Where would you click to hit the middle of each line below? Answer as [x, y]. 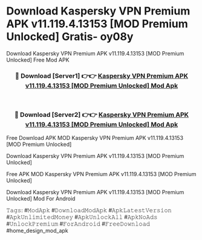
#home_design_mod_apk [37, 230]
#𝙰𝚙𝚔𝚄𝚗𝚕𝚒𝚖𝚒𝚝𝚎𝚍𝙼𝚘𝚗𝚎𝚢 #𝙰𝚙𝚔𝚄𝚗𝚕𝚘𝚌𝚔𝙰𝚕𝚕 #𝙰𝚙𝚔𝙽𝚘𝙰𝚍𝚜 [82, 217]
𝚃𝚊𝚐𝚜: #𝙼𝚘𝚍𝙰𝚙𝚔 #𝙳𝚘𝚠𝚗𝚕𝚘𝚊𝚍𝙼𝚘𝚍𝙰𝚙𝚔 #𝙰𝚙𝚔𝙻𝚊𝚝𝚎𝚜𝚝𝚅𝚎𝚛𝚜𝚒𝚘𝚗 [89, 210]
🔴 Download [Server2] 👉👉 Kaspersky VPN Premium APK [102, 115]
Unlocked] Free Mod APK [38, 60]
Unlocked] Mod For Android [41, 198]
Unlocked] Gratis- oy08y [70, 37]
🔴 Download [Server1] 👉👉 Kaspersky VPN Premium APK [102, 75]
